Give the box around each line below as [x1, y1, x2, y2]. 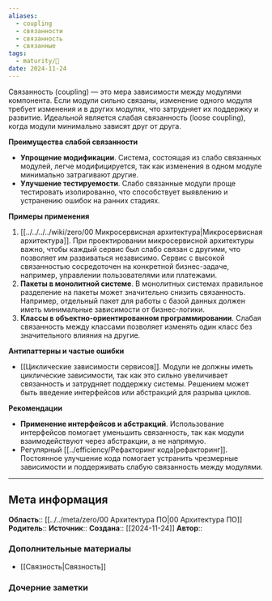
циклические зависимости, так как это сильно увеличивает [19, 370, 228, 380]
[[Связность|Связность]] [19, 561, 107, 571]
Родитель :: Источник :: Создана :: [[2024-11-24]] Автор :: [8, 523, 203, 533]
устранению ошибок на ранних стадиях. [19, 195, 160, 205]
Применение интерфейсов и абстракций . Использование [19, 419, 224, 428]
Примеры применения [8, 211, 90, 221]
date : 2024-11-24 [8, 65, 67, 73]
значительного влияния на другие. [19, 330, 141, 340]
